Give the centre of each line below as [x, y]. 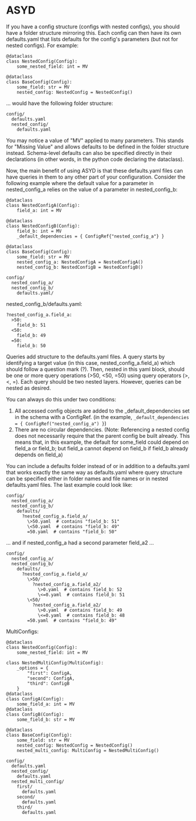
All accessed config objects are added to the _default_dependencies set [102, 411]
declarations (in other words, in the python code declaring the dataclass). [95, 159]
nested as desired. [29, 388]
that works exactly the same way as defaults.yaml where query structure [94, 472]
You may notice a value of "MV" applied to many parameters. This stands [95, 140]
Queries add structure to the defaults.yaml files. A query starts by [85, 357]
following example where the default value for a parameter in [80, 183]
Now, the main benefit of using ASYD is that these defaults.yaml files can [95, 170]
